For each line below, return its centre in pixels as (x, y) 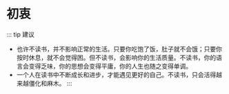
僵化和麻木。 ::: (50, 83)
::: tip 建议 (21, 34)
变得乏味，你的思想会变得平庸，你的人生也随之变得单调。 (110, 66)
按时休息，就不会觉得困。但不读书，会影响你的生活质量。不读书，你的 (116, 57)
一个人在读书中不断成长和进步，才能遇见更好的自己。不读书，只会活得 (116, 74)
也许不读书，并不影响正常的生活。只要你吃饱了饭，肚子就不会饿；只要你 (119, 49)
